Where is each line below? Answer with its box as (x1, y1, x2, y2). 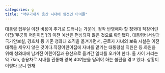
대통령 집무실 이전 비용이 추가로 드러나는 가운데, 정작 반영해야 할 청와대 (5, 25, 141, 32)
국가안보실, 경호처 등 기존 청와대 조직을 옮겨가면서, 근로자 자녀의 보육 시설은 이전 (5, 38, 160, 44)
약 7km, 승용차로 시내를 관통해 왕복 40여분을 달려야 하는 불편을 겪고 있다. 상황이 (5, 56, 159, 62)
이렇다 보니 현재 (5, 62, 36, 69)
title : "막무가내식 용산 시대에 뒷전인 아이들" (5, 12, 88, 17)
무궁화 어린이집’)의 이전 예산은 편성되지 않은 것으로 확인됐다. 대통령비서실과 (15, 32, 160, 38)
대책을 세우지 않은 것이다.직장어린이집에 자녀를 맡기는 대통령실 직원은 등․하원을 (5, 44, 156, 50)
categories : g (5, 7, 34, 12)
